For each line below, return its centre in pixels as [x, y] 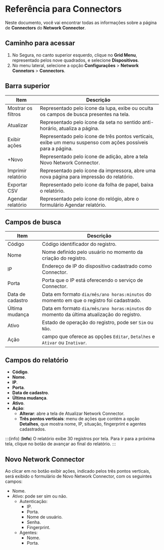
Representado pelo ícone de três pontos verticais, [97, 136]
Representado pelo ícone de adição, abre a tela [94, 156]
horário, [49, 128]
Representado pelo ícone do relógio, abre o [89, 198]
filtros [14, 114]
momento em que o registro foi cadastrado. [92, 301]
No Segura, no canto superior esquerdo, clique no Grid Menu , [75, 55]
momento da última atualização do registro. [92, 314]
